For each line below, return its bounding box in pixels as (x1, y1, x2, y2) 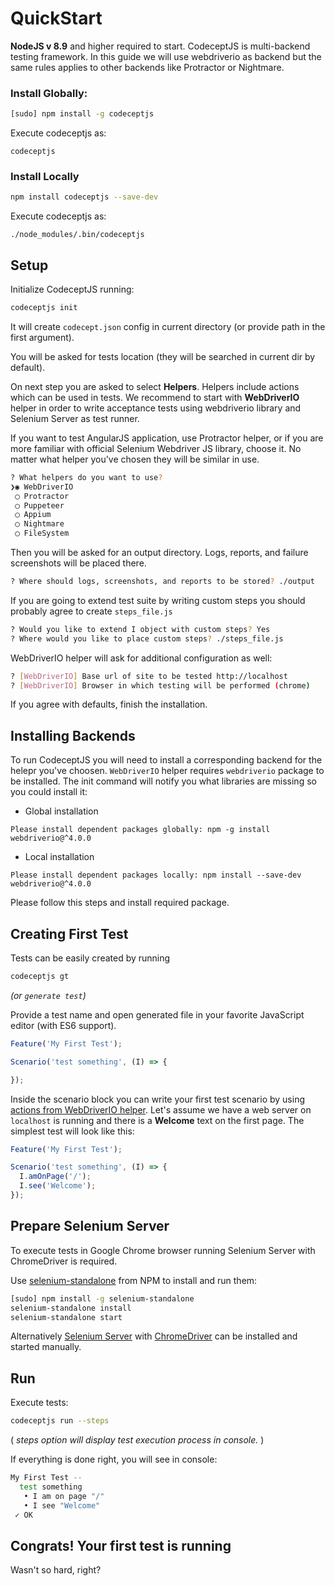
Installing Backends (10, 727, 136, 744)
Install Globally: (10, 86, 88, 100)
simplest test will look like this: (10, 1125, 135, 1137)
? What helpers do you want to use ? (10, 472, 163, 482)
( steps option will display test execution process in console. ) (10, 1434, 265, 1446)
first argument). (10, 331, 75, 343)
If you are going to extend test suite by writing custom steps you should (10, 594, 306, 606)
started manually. (10, 1341, 82, 1353)
